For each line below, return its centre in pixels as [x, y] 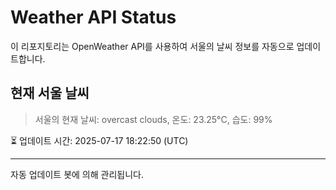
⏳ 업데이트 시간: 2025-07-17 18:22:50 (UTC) [99, 140]
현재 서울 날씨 [50, 93]
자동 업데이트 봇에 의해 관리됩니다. [77, 174]
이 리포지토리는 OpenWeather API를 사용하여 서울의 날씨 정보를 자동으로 [152, 46]
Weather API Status [93, 17]
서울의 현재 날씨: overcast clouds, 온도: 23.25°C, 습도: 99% [153, 119]
